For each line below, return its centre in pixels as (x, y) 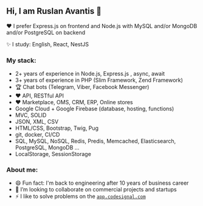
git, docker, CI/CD (37, 135)
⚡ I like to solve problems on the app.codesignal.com (80, 196)
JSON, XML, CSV (37, 122)
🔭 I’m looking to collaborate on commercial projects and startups (96, 190)
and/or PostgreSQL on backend (46, 32)
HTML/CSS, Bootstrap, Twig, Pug (57, 128)
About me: (22, 170)
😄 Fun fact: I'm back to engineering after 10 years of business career (102, 183)
